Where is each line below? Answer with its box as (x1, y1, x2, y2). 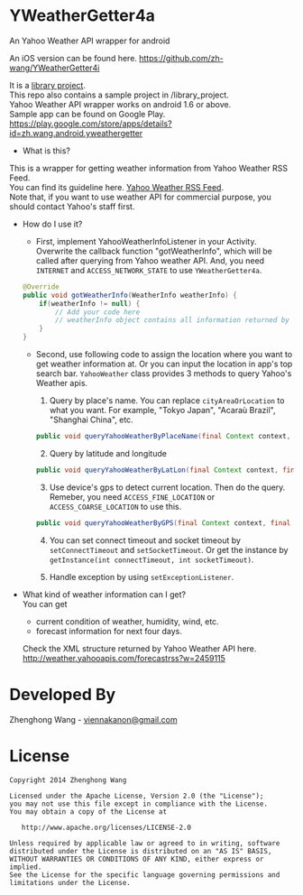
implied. (9, 863, 42, 872)
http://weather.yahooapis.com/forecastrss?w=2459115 (22, 652, 225, 663)
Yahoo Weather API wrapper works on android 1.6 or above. (9, 98, 232, 109)
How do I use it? (22, 218, 83, 229)
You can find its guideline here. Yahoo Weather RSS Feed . (9, 181, 224, 192)
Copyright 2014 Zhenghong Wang (9, 775, 127, 785)
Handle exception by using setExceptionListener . (49, 571, 234, 582)
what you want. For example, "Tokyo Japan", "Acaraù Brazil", (49, 405, 277, 416)
